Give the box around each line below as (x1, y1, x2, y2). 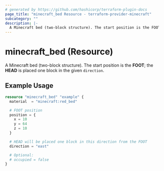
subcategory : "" (5, 16, 38, 21)
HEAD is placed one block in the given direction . (5, 68, 104, 74)
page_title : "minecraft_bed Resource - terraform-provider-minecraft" (5, 12, 152, 17)
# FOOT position (9, 108, 42, 113)
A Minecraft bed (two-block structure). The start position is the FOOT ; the (5, 62, 154, 68)
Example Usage (5, 81, 54, 90)
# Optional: (9, 152, 34, 157)
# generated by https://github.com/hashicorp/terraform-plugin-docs (5, 7, 147, 12)
